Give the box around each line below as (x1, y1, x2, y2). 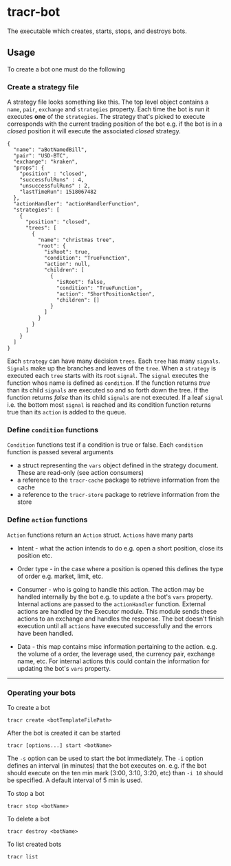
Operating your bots (7, 688, 76, 698)
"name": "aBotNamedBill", (13, 146, 88, 153)
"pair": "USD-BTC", (13, 153, 69, 159)
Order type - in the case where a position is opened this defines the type (16, 564, 223, 573)
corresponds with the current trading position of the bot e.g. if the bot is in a (7, 120, 223, 128)
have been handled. (16, 629, 74, 637)
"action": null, (43, 260, 91, 268)
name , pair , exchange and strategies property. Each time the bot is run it (7, 105, 210, 113)
